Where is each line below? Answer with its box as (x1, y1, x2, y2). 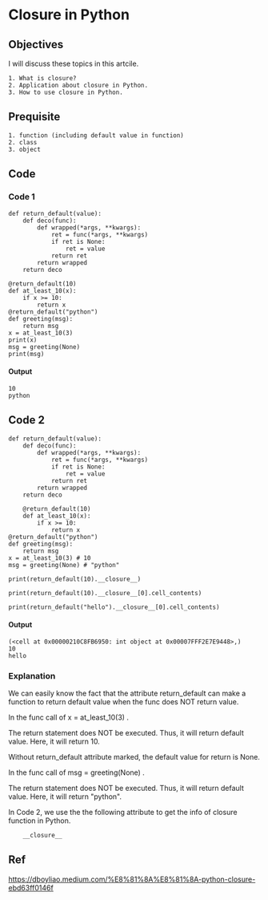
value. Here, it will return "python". (8, 792, 122, 801)
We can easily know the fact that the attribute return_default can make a (8, 688, 246, 699)
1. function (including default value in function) (8, 131, 184, 140)
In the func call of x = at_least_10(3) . (8, 712, 130, 723)
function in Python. (8, 816, 71, 825)
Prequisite (8, 110, 61, 124)
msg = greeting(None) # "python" (8, 561, 120, 569)
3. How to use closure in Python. (8, 88, 124, 96)
